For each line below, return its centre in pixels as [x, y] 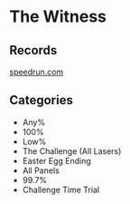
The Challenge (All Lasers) [72, 151]
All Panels [41, 170]
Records [33, 50]
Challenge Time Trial [61, 189]
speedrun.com [37, 72]
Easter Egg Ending [57, 160]
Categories [42, 100]
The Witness [58, 17]
